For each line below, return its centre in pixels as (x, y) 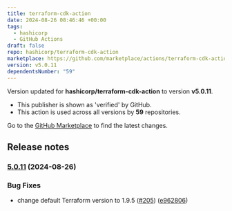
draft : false (26, 46)
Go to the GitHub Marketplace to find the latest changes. (87, 125)
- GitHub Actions (38, 39)
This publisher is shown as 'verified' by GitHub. (84, 104)
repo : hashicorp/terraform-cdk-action (63, 53)
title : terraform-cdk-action (49, 13)
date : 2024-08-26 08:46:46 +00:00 (57, 20)
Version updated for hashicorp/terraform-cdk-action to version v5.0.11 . (110, 91)
